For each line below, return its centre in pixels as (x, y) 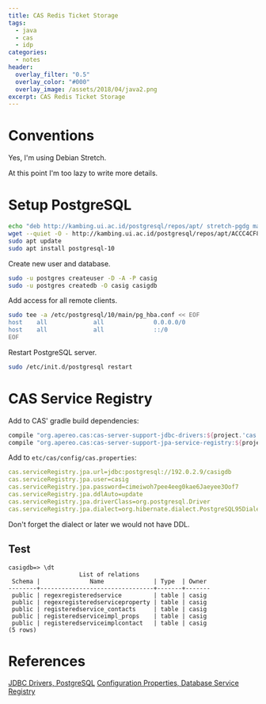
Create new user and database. (59, 263)
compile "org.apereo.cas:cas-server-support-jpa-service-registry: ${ (125, 442)
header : (21, 67)
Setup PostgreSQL (70, 205)
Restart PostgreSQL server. (53, 352)
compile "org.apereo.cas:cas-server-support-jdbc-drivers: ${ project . (125, 435)
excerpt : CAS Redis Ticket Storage (67, 97)
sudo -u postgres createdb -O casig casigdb (83, 285)
